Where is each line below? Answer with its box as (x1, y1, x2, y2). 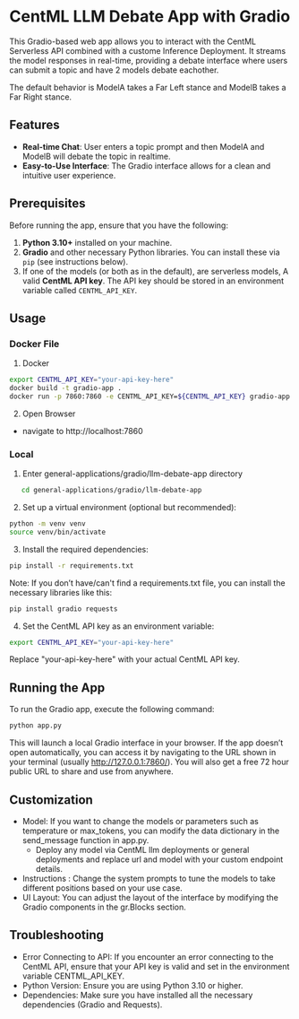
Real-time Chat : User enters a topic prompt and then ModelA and (21, 141, 265, 152)
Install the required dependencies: (21, 544, 149, 554)
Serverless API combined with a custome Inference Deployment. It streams (9, 45, 286, 56)
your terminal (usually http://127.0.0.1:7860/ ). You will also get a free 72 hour (9, 756, 289, 768)
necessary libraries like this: (9, 587, 113, 597)
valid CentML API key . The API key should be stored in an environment (21, 275, 285, 286)
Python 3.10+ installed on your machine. (21, 237, 173, 248)
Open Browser (21, 408, 76, 419)
